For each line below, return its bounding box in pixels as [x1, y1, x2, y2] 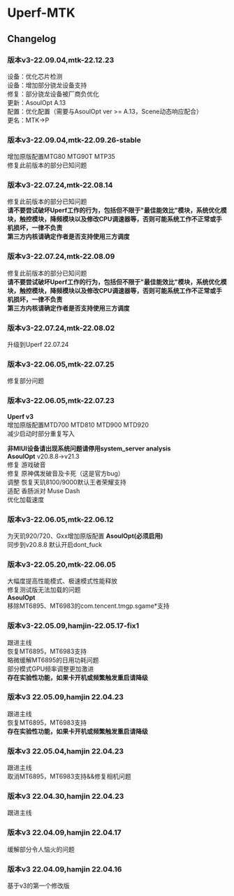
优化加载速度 [7, 495, 44, 504]
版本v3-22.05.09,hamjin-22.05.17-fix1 [7, 621, 140, 631]
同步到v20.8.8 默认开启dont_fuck [7, 540, 103, 548]
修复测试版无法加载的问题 [7, 585, 81, 594]
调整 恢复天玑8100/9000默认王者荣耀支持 [7, 478, 127, 486]
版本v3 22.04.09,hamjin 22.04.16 [7, 864, 122, 874]
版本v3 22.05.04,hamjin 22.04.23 [7, 746, 124, 756]
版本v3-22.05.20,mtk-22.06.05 [7, 560, 117, 569]
